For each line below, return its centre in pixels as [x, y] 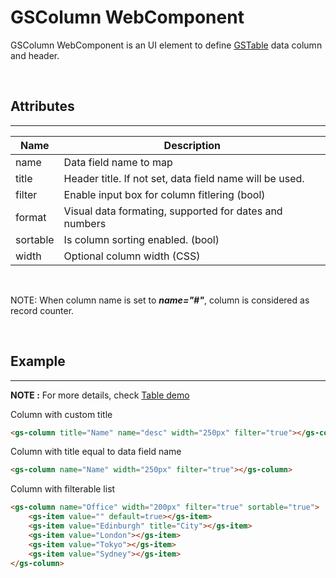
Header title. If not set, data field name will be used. [184, 178]
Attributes [42, 106]
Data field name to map [118, 162]
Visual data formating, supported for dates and [173, 211]
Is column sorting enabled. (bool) [141, 239]
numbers [85, 223]
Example [38, 361]
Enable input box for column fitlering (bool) [164, 194]
